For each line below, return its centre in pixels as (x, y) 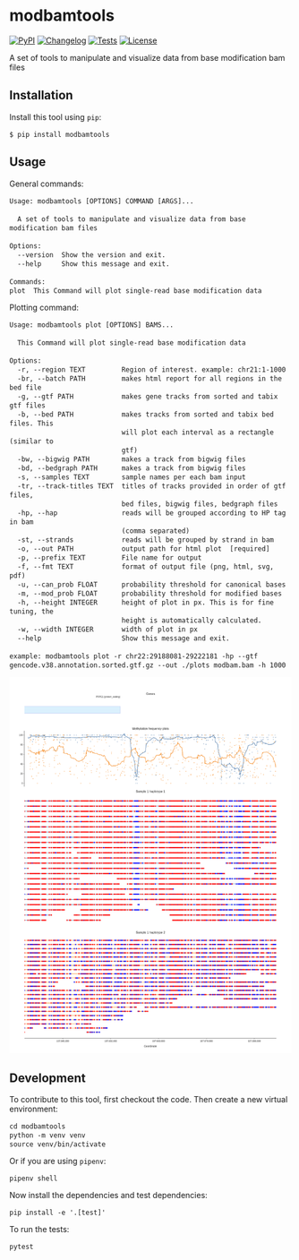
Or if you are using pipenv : (58, 1161)
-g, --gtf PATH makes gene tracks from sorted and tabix (148, 396)
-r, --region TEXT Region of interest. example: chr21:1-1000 (152, 369)
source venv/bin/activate (57, 1144)
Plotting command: (44, 307)
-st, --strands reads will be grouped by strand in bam (146, 540)
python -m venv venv (48, 1136)
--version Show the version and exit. (92, 255)
